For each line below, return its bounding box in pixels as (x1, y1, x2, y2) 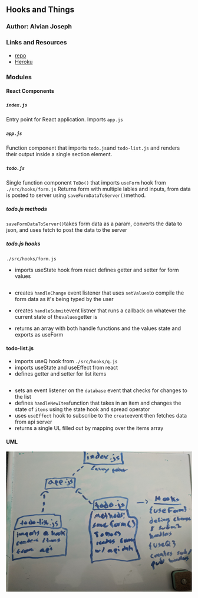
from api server (14, 418, 52, 425)
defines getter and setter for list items (14, 370, 107, 377)
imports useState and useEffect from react (14, 364, 118, 371)
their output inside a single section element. (6, 151, 113, 158)
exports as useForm (14, 331, 64, 338)
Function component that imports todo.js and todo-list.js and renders (6, 144, 180, 151)
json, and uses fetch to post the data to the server (6, 227, 128, 233)
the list (14, 393, 31, 400)
